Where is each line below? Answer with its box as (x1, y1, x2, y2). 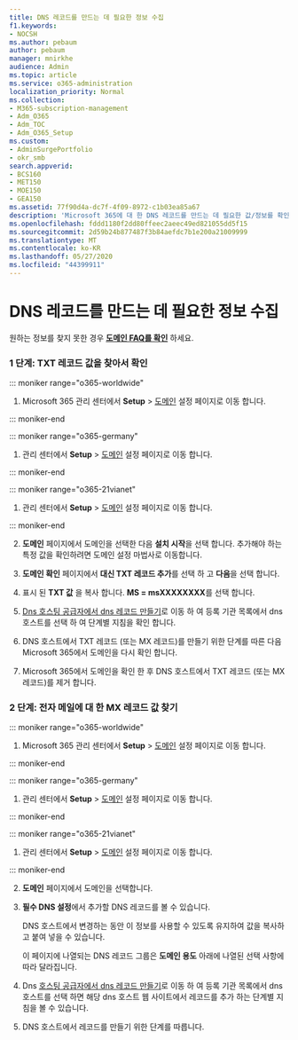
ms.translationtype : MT (9, 236, 98, 245)
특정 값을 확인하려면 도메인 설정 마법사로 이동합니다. (21, 549, 202, 560)
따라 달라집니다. (21, 962, 77, 973)
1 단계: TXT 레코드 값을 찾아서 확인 (9, 357, 148, 369)
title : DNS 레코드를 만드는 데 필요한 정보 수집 (9, 12, 164, 22)
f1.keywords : (9, 21, 58, 30)
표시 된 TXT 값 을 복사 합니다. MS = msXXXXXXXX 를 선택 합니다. (21, 587, 255, 598)
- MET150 (9, 178, 42, 187)
